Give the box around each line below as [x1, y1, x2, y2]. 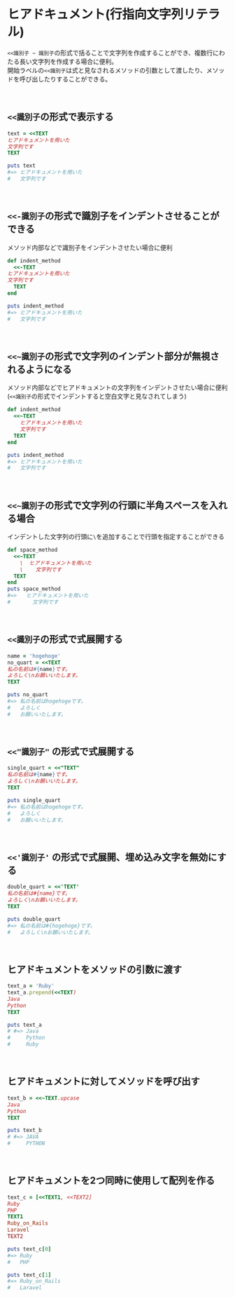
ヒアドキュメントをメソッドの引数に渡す [7, 963, 182, 976]
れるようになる [7, 363, 72, 375]
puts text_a [7, 1021, 42, 1028]
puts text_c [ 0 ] [7, 1245, 52, 1253]
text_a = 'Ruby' [7, 983, 55, 990]
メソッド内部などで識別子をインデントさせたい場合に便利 [7, 243, 173, 251]
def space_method [7, 547, 58, 554]
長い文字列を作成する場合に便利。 [19, 57, 117, 65]
